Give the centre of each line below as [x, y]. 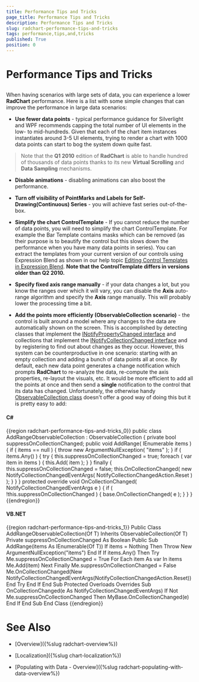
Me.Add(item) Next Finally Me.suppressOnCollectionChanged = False [91, 565]
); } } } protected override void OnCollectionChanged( [72, 481]
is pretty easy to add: [41, 404]
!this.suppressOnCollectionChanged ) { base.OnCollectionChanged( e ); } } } [99, 494]
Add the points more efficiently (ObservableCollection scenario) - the [102, 315]
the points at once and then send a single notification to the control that [103, 385]
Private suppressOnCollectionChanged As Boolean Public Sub [82, 540]
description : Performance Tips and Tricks [59, 23]
